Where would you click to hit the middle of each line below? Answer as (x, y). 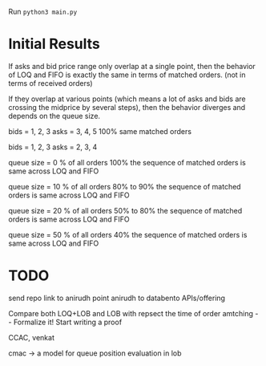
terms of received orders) (51, 83)
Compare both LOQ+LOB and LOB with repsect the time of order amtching (131, 313)
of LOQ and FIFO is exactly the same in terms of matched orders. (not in (127, 75)
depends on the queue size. (54, 116)
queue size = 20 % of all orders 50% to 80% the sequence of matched (125, 210)
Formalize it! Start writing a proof (68, 322)
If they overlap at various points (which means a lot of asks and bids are (127, 99)
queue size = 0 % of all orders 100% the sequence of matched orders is (127, 162)
